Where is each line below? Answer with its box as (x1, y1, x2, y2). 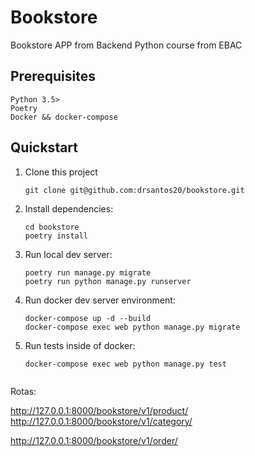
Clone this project (24, 166, 98, 178)
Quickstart (10, 139, 79, 156)
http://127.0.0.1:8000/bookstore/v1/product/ (10, 404, 189, 416)
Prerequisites (10, 68, 96, 85)
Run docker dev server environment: (24, 294, 176, 306)
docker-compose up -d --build (24, 313, 152, 323)
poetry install (24, 231, 89, 241)
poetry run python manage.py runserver (24, 276, 192, 286)
